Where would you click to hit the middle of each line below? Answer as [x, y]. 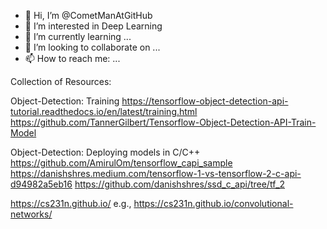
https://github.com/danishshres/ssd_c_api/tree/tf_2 [180, 184]
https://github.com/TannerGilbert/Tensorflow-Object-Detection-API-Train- [163, 122]
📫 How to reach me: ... [72, 58]
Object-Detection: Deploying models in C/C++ [105, 152]
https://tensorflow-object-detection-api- [205, 101]
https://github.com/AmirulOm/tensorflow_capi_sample [121, 163]
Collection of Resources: [61, 81]
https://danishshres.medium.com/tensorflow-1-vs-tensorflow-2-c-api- [156, 173]
